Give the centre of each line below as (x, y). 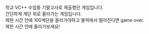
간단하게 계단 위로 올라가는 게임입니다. (44, 14)
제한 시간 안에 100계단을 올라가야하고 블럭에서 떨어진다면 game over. (75, 20)
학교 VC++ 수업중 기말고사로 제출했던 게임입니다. (55, 7)
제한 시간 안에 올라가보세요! (33, 26)
